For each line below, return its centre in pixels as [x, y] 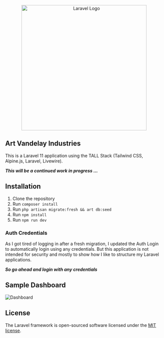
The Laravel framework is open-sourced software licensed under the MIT [81, 325]
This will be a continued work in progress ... [52, 171]
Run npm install [29, 214]
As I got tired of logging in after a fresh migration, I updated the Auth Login [82, 244]
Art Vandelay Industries [43, 144]
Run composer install [35, 204]
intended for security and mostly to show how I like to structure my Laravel [82, 254]
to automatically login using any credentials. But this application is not [77, 249]
